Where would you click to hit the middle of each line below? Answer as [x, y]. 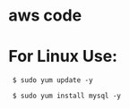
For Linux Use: [63, 57]
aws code [45, 16]
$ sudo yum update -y [52, 80]
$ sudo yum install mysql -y [67, 96]
